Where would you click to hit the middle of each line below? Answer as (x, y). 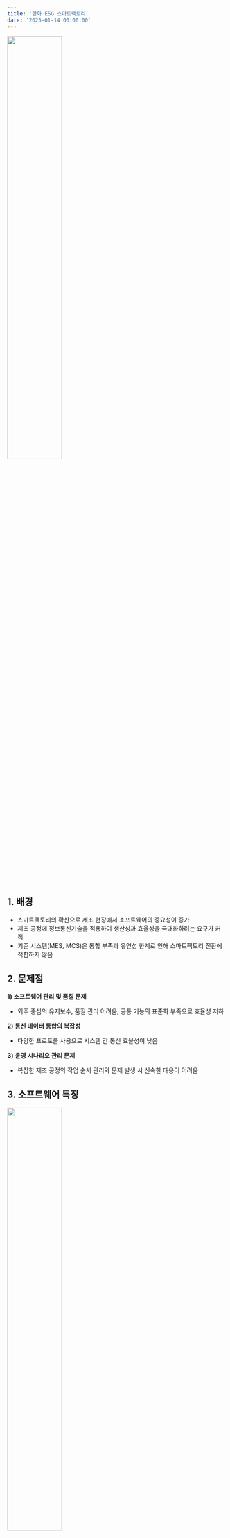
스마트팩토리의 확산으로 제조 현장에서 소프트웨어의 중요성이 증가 (103, 920)
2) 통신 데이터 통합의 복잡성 (44, 1026)
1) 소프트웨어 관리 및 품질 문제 (47, 997)
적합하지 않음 (35, 954)
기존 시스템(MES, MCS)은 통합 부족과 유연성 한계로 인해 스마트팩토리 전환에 (120, 946)
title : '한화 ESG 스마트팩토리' (48, 14)
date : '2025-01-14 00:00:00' (49, 20)
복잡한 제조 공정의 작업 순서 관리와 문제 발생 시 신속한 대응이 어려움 (108, 1070)
